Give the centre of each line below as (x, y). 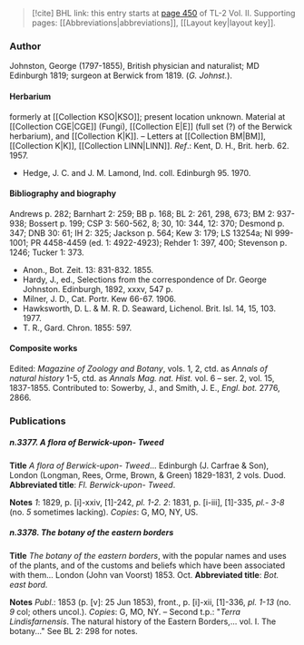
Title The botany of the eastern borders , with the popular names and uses (148, 555)
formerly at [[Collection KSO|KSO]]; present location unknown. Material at (147, 116)
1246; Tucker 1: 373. (47, 252)
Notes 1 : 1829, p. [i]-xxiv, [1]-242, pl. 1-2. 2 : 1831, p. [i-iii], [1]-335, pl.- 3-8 (147, 502)
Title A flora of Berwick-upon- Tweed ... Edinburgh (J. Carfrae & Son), (139, 465)
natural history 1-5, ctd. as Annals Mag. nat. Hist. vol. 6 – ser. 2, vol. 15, (142, 378)
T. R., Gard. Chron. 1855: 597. (77, 327)
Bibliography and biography (63, 193)
